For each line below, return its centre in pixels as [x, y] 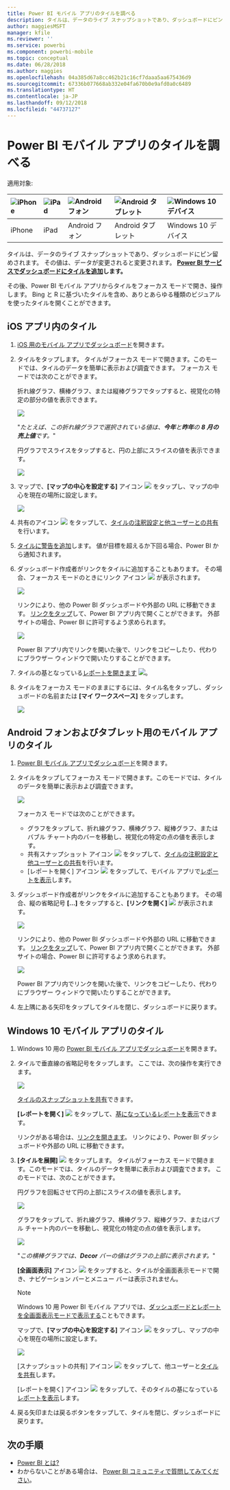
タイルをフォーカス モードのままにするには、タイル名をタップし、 [111, 687]
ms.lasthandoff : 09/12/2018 [47, 103]
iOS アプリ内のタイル [52, 327]
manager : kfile [29, 33]
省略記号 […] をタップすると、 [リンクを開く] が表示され [124, 903]
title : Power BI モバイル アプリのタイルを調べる [72, 13]
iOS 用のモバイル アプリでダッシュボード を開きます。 [92, 344]
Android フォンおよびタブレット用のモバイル [102, 732]
